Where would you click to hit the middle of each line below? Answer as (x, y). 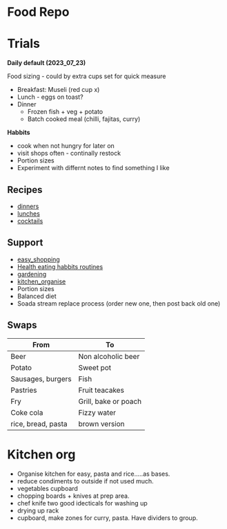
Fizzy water (97, 412)
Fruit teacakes (101, 390)
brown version (102, 424)
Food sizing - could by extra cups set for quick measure (87, 76)
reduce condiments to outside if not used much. (85, 481)
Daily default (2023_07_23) (47, 63)
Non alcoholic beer (109, 356)
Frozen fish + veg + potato (65, 112)
